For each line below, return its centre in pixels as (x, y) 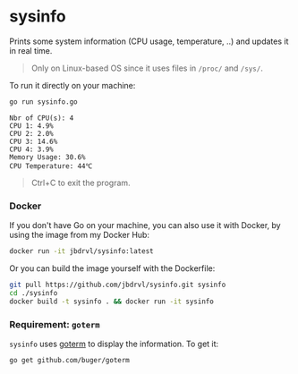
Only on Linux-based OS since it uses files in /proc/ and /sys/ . (147, 68)
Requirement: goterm (55, 324)
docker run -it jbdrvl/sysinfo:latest (81, 251)
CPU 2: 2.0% (31, 133)
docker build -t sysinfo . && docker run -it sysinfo (112, 302)
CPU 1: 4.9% (31, 126)
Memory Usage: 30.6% (48, 157)
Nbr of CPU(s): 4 (42, 118)
